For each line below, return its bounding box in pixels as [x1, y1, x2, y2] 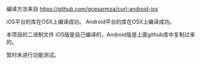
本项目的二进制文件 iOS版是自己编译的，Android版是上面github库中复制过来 [6, 31, 196, 38]
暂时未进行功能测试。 [6, 51, 59, 59]
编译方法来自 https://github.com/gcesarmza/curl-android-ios [6, 5, 159, 12]
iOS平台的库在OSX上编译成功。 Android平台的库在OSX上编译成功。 [6, 18, 176, 25]
